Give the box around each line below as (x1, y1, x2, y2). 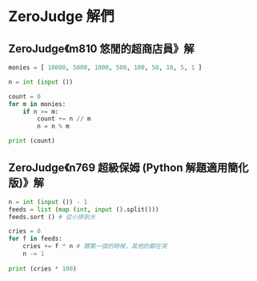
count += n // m (37, 115, 91, 123)
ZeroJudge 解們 (8, 7, 114, 26)
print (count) (8, 137, 56, 145)
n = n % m (37, 122, 70, 131)
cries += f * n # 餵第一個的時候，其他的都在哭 (22, 242, 167, 250)
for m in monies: (8, 100, 66, 108)
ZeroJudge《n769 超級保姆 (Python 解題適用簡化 (8, 161, 249, 175)
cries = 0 (8, 227, 42, 235)
